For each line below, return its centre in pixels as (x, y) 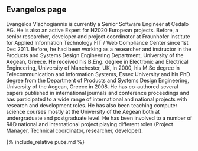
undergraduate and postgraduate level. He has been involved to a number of (99, 118)
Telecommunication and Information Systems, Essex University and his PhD (98, 74)
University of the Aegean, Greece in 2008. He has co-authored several (92, 86)
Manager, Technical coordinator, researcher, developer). (74, 130)
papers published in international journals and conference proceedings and (98, 93)
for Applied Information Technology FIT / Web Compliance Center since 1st (97, 42)
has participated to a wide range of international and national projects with (97, 99)
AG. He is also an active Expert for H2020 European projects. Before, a (92, 30)
